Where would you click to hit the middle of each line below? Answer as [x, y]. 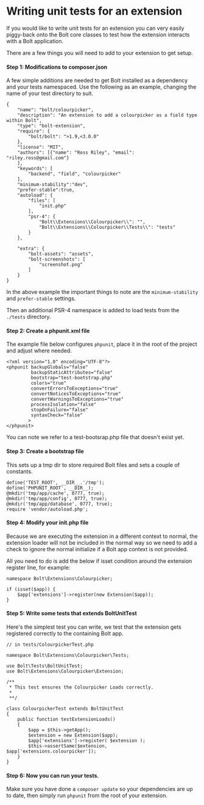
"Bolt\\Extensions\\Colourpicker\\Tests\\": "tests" [107, 227]
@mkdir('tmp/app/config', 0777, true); [57, 498]
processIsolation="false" [64, 405]
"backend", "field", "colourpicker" [75, 174]
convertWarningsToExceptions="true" [77, 399]
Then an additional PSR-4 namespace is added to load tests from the [93, 310]
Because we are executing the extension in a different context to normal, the [102, 536]
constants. [19, 471]
